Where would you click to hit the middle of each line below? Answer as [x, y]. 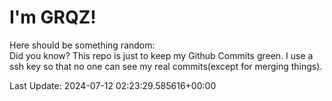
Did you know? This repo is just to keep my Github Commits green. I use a [161, 55]
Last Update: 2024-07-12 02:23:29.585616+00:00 [113, 85]
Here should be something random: [82, 45]
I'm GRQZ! [53, 17]
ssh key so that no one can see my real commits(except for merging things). [166, 66]
